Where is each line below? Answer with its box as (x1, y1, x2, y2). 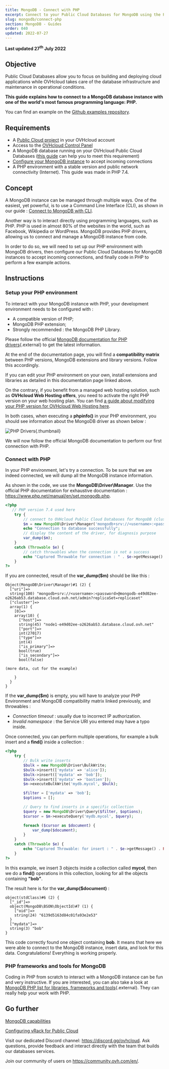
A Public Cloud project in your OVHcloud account (12, 137, 115, 143)
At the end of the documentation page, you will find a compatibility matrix (5, 351, 160, 357)
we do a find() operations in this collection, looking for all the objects (5, 870, 148, 876)
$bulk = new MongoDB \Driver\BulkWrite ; (23, 763, 107, 768)
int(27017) (18, 631, 42, 636)
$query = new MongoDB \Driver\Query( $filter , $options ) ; (23, 809, 143, 814)
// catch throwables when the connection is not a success (23, 549, 150, 554)
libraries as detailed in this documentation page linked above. (5, 377, 132, 383)
